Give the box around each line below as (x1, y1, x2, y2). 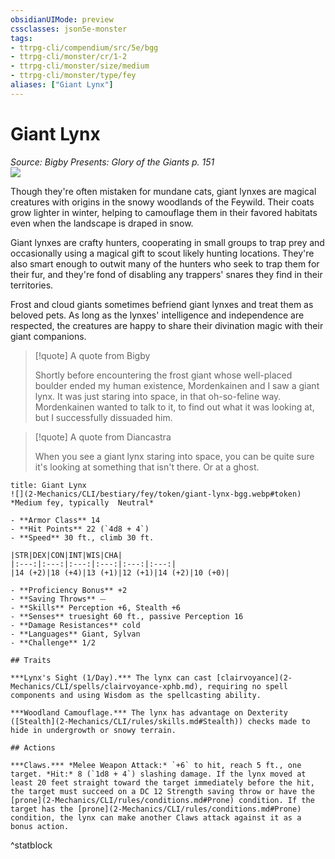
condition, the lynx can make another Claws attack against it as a (10, 812, 302, 823)
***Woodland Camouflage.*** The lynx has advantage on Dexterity (10, 707, 288, 718)
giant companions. (10, 330, 87, 342)
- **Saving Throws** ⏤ (10, 594, 107, 604)
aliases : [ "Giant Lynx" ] (10, 80, 114, 90)
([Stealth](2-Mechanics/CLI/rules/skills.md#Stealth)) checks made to (10, 716, 311, 726)
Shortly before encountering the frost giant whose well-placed (34, 369, 293, 381)
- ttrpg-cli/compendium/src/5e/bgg (10, 42, 159, 53)
